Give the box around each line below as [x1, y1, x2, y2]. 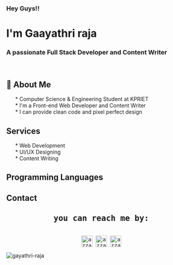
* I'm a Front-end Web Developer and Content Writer [14, 102, 146, 110]
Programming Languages [6, 172, 104, 183]
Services [6, 126, 41, 136]
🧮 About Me [6, 79, 51, 90]
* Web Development [14, 142, 65, 149]
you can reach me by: [53, 214, 149, 223]
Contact [6, 192, 37, 203]
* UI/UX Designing [14, 148, 61, 155]
